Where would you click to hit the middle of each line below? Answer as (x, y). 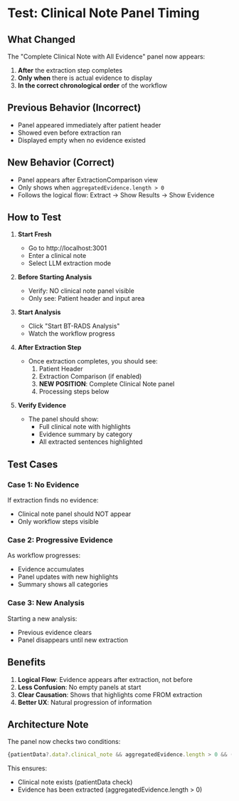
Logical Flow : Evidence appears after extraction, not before (105, 679)
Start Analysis (39, 312)
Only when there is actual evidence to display (85, 78)
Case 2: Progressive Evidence (60, 540)
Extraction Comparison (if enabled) (90, 376)
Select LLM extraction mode (70, 263)
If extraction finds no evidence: (53, 500)
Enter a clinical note (57, 256)
